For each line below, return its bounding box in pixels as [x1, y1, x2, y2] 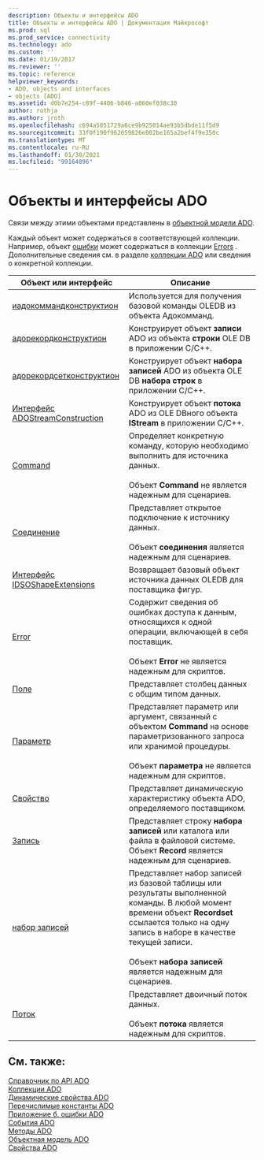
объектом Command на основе [128, 721, 249, 732]
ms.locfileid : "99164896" [8, 158, 93, 166]
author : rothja [8, 107, 58, 115]
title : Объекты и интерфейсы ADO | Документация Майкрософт [8, 19, 210, 27]
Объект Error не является [128, 656, 227, 667]
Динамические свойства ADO [8, 1092, 109, 1102]
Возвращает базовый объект [128, 564, 240, 575]
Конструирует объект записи [128, 323, 242, 334]
